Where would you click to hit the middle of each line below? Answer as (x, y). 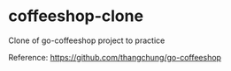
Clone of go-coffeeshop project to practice (87, 40)
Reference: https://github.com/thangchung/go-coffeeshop (115, 57)
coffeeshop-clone (76, 16)
